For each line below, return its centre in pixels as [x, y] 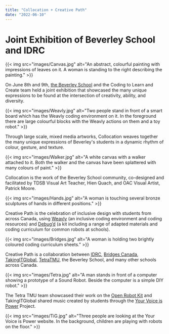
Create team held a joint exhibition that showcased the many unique [76, 90]
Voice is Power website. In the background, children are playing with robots [84, 321]
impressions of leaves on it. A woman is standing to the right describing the [84, 70]
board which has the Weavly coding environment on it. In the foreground [81, 116]
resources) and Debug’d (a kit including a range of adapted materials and [81, 224]
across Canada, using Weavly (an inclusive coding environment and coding [84, 219]
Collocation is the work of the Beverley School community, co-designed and [85, 178]
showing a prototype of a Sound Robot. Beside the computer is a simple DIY [84, 280]
